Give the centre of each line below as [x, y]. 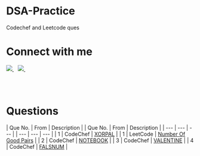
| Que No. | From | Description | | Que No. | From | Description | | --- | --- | [97, 127]
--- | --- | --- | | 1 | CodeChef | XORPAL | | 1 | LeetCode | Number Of [102, 134]
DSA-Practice [41, 11]
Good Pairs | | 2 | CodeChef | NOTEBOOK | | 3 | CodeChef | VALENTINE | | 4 [100, 140]
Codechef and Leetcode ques [43, 27]
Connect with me [49, 52]
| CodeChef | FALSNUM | [37, 146]
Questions [32, 111]
